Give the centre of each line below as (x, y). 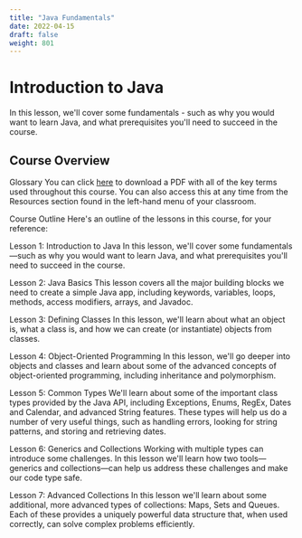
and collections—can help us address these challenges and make (166, 468)
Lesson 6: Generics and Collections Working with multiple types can (137, 449)
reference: (28, 228)
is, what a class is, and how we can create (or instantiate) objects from (141, 329)
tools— (253, 458)
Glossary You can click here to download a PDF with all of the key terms (143, 182)
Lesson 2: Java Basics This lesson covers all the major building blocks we (147, 283)
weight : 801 (32, 43)
